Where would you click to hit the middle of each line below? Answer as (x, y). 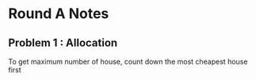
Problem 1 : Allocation (63, 43)
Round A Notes (59, 14)
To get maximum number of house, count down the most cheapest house (128, 61)
